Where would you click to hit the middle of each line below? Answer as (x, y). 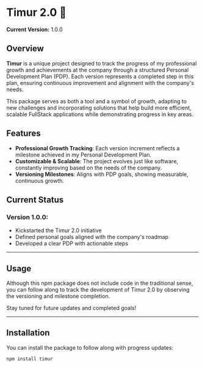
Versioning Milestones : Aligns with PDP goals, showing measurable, (102, 174)
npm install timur (30, 359)
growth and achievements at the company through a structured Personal (98, 70)
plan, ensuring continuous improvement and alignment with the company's (100, 83)
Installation (28, 333)
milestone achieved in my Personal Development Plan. (83, 155)
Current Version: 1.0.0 (34, 29)
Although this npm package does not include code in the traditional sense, (100, 283)
